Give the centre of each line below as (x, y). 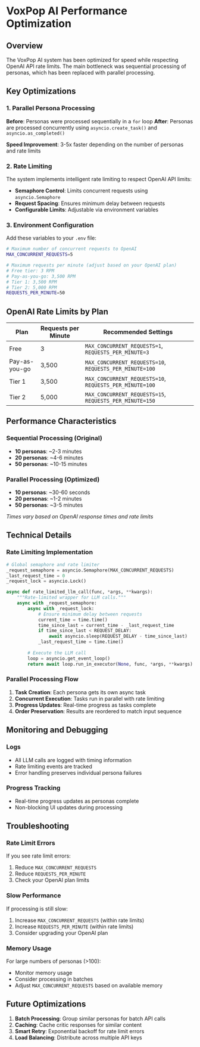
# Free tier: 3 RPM (30, 271)
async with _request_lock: (61, 608)
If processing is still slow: (37, 908)
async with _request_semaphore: (57, 603)
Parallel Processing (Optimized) (53, 479)
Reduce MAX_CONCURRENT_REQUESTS (56, 868)
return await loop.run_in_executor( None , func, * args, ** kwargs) (110, 664)
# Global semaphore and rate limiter (53, 564)
